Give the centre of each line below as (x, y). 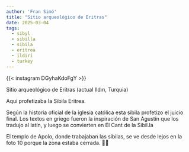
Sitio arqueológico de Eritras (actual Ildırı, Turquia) (67, 89)
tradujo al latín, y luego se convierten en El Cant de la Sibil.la (80, 125)
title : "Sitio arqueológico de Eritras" (57, 17)
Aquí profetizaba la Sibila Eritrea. (46, 101)
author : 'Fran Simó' (32, 12)
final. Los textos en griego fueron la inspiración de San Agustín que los (92, 118)
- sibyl (21, 34)
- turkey (22, 61)
